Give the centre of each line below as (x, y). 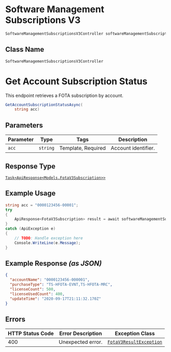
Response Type (31, 166)
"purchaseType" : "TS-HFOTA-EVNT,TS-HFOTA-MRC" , (61, 285)
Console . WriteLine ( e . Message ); (48, 243)
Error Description (81, 334)
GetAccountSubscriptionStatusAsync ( (44, 105)
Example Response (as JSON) (53, 263)
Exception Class (135, 334)
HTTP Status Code (31, 334)
